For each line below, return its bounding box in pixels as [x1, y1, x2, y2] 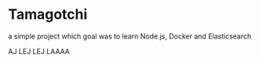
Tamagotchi [8, 5, 88, 24]
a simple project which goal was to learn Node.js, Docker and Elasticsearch [8, 31, 252, 41]
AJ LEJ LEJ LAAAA [8, 46, 71, 56]
